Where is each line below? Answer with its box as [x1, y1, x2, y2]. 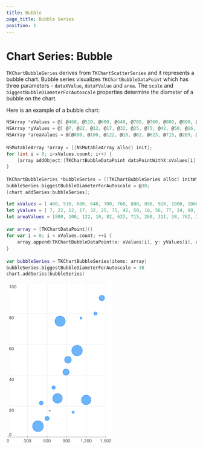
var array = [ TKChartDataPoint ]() [6, 227, 94, 233]
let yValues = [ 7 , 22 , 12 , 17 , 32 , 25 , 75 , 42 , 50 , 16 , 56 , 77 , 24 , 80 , [6, 207, 196, 213]
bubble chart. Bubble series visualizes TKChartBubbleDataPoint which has [6, 76, 189, 83]
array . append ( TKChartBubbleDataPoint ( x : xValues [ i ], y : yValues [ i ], [17, 239, 193, 245]
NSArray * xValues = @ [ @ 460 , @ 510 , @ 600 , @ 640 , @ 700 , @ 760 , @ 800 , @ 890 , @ [6, 119, 199, 125]
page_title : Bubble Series [6, 16, 74, 22]
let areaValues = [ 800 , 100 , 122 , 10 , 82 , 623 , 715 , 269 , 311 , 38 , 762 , [6, 213, 193, 220]
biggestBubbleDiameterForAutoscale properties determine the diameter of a [6, 88, 194, 96]
